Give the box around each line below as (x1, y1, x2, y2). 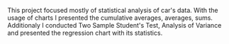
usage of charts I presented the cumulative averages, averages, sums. (7, 13, 213, 22)
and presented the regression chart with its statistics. (7, 28, 163, 37)
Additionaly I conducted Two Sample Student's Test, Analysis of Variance (7, 21, 222, 29)
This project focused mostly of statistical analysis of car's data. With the (7, 6, 218, 14)
